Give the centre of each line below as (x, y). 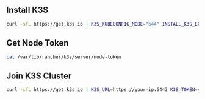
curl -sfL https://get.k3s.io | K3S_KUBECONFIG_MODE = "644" (83, 24)
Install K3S (27, 10)
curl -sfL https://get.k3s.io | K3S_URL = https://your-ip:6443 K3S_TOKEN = (102, 90)
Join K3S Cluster (39, 76)
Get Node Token (38, 43)
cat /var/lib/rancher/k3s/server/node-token (64, 57)
